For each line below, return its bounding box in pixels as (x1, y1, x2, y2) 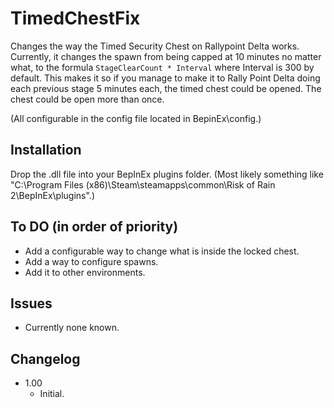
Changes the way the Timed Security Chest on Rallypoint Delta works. (10, 40, 300, 52)
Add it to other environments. (24, 266, 146, 278)
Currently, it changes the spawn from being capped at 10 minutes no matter (10, 50, 322, 62)
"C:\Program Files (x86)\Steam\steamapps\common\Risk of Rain (10, 178, 276, 191)
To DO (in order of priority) (10, 218, 179, 236)
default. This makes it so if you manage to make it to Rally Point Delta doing (10, 72, 321, 84)
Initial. (39, 388, 65, 400)
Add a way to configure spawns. (24, 255, 159, 267)
